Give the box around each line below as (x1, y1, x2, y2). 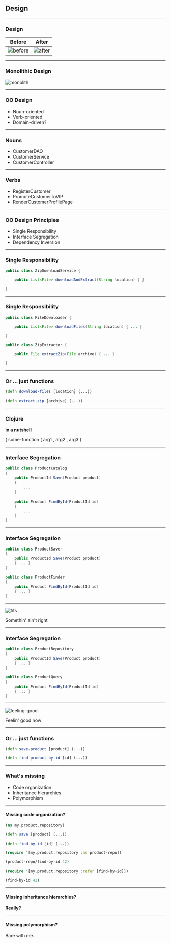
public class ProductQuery (5, 674, 63, 679)
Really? (5, 905, 21, 911)
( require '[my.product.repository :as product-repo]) (5, 850, 122, 855)
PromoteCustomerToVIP (12, 194, 64, 200)
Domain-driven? (12, 119, 47, 125)
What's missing (5, 772, 45, 779)
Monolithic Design (5, 68, 52, 75)
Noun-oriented (12, 108, 44, 114)
